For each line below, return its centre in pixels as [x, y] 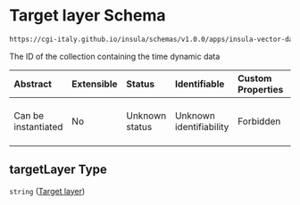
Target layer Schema [88, 16]
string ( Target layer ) [47, 191]
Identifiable [200, 84]
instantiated [38, 127]
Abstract [33, 84]
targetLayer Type [58, 170]
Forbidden [259, 121]
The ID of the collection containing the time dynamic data [115, 56]
